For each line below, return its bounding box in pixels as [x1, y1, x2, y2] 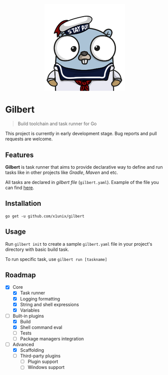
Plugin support [27, 359, 59, 365]
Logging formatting [20, 295, 61, 302]
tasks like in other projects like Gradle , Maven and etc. [5, 169, 119, 175]
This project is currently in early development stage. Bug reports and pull [5, 131, 157, 137]
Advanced [12, 342, 34, 348]
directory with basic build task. [5, 246, 69, 252]
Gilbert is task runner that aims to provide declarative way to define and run [5, 164, 163, 170]
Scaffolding [20, 347, 44, 353]
